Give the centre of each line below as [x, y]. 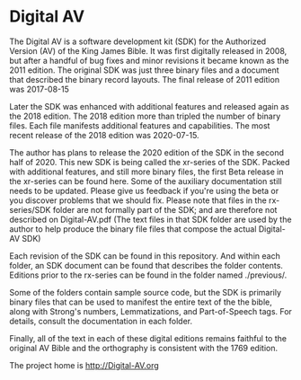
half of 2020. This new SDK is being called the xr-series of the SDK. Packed [150, 162]
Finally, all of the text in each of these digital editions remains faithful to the [148, 338]
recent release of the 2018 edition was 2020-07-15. [104, 135]
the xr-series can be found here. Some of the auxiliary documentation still [146, 181]
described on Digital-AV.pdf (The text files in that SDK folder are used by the [150, 219]
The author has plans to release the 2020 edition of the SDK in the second [147, 152]
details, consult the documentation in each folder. [101, 321]
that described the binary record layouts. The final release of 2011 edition [145, 79]
